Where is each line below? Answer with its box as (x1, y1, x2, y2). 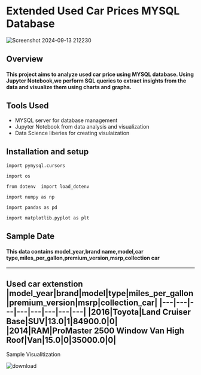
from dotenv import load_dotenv (6, 184, 90, 190)
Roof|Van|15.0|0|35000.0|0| (6, 335, 117, 345)
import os (6, 173, 31, 179)
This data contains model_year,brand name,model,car (6, 248, 144, 255)
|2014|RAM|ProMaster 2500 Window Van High (6, 325, 184, 336)
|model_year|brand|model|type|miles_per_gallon (6, 288, 194, 298)
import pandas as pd (6, 205, 58, 211)
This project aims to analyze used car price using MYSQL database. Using (6, 71, 194, 78)
